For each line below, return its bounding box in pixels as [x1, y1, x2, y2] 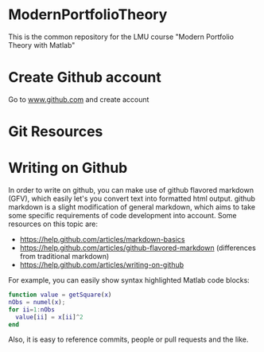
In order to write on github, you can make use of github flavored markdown [8, 186, 254, 194]
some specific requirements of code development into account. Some [8, 211, 237, 220]
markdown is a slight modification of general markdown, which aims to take [8, 202, 256, 212]
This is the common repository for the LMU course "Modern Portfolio [8, 32, 235, 41]
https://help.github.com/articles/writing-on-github [19, 260, 184, 269]
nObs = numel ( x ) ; [8, 298, 66, 306]
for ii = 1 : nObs [8, 305, 56, 314]
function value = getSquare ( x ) [8, 291, 112, 299]
